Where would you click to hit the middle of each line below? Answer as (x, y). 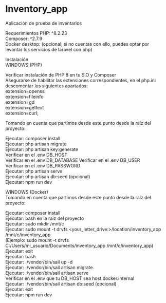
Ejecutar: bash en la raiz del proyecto (45, 218)
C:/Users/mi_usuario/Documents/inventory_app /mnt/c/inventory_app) (79, 245)
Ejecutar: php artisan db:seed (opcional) (48, 176)
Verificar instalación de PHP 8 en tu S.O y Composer (61, 74)
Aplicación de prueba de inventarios (44, 23)
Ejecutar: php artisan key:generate (42, 149)
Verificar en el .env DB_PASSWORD (43, 165)
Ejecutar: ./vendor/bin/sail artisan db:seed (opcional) (61, 283)
